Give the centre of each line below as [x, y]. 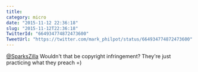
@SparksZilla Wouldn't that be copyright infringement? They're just [89, 56]
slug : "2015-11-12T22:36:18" [42, 28]
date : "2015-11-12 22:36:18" [42, 23]
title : [14, 12]
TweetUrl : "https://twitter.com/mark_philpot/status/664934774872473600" [100, 39]
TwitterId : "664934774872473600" [48, 34]
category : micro [26, 17]
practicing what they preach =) [44, 62]
